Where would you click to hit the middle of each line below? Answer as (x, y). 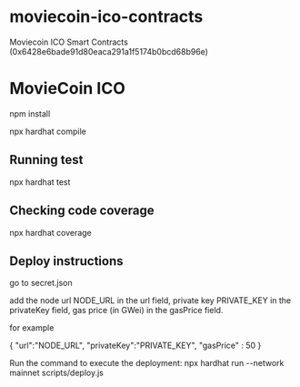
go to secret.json (41, 283)
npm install (30, 113)
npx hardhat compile (48, 131)
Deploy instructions (67, 261)
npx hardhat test (40, 182)
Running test (46, 160)
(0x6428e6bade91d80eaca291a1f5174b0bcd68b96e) (109, 51)
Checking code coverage (82, 211)
